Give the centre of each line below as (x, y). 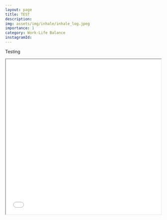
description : (19, 19)
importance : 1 (20, 28)
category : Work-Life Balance (35, 33)
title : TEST (17, 14)
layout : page (19, 10)
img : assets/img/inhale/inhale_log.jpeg (48, 24)
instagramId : (19, 38)
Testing (13, 51)
